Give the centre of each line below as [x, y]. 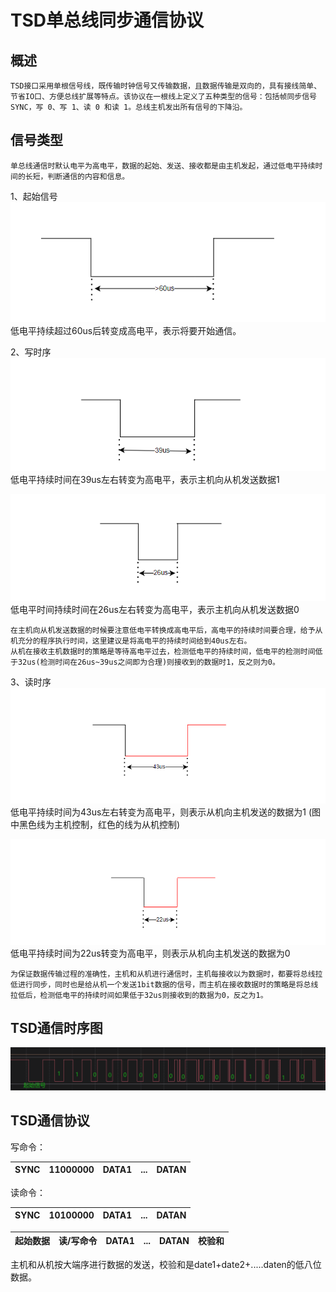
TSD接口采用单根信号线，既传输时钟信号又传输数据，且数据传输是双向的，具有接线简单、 [166, 86]
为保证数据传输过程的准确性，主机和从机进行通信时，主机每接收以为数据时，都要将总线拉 [166, 974]
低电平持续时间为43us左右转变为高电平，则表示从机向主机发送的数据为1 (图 [166, 812]
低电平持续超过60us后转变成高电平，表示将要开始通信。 [126, 330]
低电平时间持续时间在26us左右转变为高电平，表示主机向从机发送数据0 [155, 609]
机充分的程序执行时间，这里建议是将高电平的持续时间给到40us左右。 [131, 641]
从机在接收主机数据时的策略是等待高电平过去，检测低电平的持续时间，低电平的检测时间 [163, 651]
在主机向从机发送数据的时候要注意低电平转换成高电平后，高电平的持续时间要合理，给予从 [166, 630]
